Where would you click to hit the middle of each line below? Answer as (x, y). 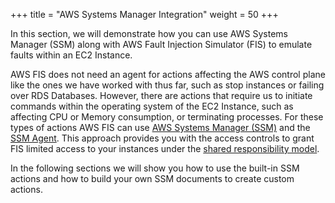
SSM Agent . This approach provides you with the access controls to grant (162, 138)
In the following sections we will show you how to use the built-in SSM (155, 168)
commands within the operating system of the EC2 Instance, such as (152, 106)
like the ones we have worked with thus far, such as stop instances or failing (167, 85)
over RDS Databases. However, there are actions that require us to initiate (161, 95)
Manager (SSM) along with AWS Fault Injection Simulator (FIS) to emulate (161, 44)
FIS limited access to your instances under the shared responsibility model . (165, 148)
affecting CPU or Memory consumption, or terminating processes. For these (167, 117)
